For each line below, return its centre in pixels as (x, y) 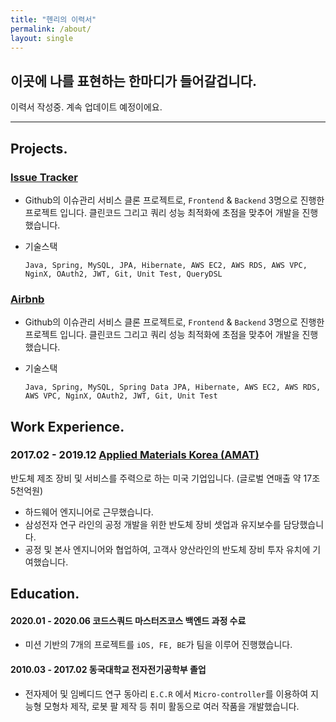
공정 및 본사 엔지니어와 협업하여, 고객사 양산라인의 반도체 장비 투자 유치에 (167, 549)
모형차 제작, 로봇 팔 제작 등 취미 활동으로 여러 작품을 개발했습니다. (171, 706)
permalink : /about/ (51, 29)
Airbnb (27, 299)
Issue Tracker (44, 177)
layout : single (42, 38)
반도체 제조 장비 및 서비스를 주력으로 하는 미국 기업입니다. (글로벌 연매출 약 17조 (165, 478)
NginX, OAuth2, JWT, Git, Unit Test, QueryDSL (123, 274)
